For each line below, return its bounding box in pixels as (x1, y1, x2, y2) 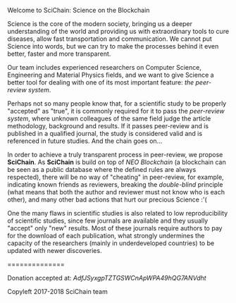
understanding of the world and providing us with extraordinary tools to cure (7, 27, 230, 35)
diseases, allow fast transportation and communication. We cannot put (7, 35, 213, 43)
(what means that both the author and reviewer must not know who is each (7, 188, 225, 196)
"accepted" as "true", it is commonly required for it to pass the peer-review (7, 107, 225, 115)
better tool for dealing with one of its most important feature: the (7, 78, 194, 87)
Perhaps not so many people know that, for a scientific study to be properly (7, 99, 227, 108)
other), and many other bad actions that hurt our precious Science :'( (7, 195, 208, 204)
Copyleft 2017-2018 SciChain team (7, 287, 108, 295)
